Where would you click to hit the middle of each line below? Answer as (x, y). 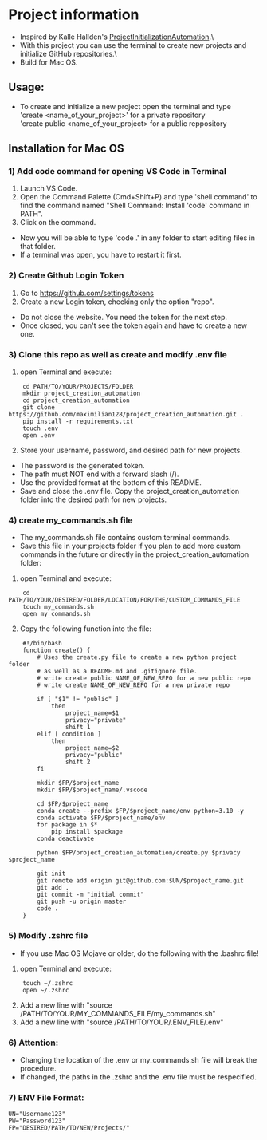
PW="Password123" (37, 1121)
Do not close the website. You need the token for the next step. (124, 317)
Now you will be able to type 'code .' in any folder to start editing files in (137, 238)
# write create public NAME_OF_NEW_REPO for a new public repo (144, 678)
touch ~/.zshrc (48, 983)
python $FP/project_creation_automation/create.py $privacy (139, 853)
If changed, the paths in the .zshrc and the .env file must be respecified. (138, 1077)
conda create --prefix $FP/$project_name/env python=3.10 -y (141, 811)
